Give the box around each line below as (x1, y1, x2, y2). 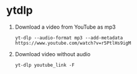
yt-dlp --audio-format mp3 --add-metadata (14, 35, 123, 41)
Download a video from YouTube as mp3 (14, 23, 116, 30)
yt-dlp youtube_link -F (14, 62, 75, 68)
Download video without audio (14, 50, 91, 57)
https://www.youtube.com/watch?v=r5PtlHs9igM (14, 40, 131, 46)
